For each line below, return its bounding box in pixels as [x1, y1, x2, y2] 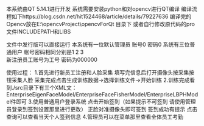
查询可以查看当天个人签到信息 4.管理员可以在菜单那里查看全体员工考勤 [6, 113, 184, 120]
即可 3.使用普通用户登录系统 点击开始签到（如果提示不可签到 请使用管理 [16, 98, 196, 105]
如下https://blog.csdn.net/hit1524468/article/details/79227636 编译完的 [11, 13, 192, 20]
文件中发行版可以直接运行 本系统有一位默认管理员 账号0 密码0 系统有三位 [6, 41, 190, 48]
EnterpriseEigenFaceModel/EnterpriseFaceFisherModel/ [6, 91, 147, 98]
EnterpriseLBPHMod [147, 91, 199, 98]
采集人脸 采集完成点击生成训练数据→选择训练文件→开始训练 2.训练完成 [11, 76, 190, 84]
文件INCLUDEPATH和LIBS [6, 28, 71, 35]
